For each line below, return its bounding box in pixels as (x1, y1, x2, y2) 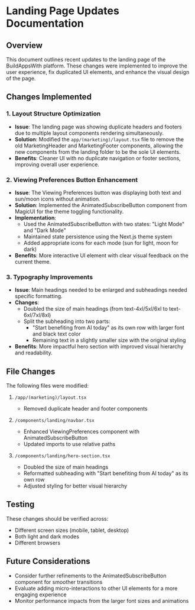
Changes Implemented (6, 92, 92, 102)
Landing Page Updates (6, 4, 119, 18)
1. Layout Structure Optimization (6, 109, 101, 118)
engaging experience (14, 590, 67, 598)
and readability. (14, 349, 53, 356)
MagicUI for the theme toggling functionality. (14, 208, 124, 215)
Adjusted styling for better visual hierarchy (23, 482, 128, 489)
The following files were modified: (6, 382, 89, 389)
